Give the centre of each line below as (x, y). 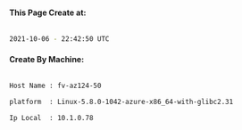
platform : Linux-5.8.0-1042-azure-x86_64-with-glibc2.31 (121, 102)
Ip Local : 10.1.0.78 (51, 118)
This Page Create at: (48, 12)
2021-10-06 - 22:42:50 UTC (59, 39)
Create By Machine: (47, 59)
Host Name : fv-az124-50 (55, 86)
